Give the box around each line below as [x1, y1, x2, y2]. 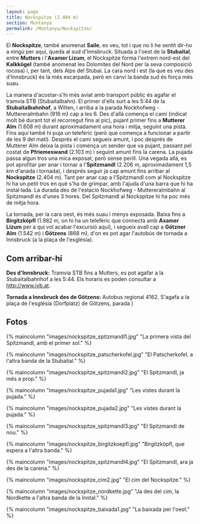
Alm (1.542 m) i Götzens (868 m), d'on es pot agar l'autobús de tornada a [6, 230, 188, 237]
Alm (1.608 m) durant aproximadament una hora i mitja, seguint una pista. [6, 123, 187, 130]
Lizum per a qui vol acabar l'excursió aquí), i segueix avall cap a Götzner [6, 223, 186, 230]
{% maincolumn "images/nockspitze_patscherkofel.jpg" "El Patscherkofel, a [6, 350, 193, 358]
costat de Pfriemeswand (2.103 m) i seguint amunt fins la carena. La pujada [6, 149, 193, 156]
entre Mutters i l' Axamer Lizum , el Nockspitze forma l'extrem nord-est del [6, 54, 190, 61]
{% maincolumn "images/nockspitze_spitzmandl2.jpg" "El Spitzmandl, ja [6, 368, 184, 376]
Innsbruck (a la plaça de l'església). [6, 236, 94, 243]
